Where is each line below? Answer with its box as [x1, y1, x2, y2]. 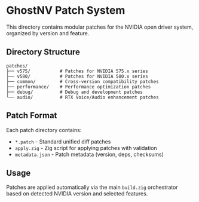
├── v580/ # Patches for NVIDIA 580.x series [6, 73, 148, 79]
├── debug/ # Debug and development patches [6, 89, 143, 95]
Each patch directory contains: [6, 126, 82, 133]
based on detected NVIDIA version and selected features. [6, 190, 148, 197]
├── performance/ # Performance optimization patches [6, 84, 151, 90]
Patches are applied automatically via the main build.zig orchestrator [6, 183, 178, 191]
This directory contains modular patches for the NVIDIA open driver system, [6, 23, 194, 30]
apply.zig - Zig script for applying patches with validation [14, 144, 157, 151]
